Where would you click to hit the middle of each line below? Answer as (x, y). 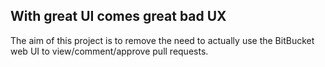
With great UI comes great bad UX (118, 16)
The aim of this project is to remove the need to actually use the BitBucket (162, 40)
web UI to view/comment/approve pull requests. (109, 51)
